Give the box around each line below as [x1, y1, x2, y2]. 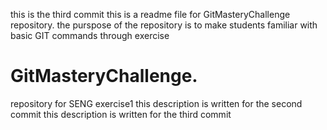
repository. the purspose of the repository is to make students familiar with [10, 19, 318, 31]
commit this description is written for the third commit [10, 108, 232, 120]
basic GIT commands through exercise [10, 30, 170, 41]
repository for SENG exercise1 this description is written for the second [10, 97, 303, 109]
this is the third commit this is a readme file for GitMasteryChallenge [10, 9, 291, 20]
